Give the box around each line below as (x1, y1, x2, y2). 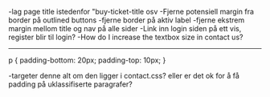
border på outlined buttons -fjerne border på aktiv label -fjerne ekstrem (8, 15, 245, 25)
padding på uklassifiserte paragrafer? (8, 79, 133, 89)
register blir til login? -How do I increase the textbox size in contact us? (8, 32, 243, 42)
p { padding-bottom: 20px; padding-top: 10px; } (8, 55, 166, 65)
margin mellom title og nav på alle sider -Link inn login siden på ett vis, (8, 24, 242, 33)
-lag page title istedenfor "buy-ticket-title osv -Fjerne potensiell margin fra (8, 7, 255, 16)
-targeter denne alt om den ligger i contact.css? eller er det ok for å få (8, 71, 239, 80)
